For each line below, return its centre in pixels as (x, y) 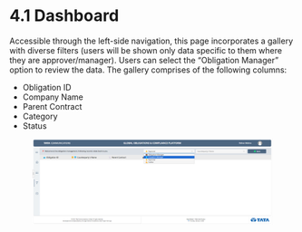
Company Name (53, 97)
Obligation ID (47, 87)
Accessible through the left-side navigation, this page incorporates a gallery (151, 41)
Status (34, 126)
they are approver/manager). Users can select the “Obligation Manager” (144, 60)
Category (40, 116)
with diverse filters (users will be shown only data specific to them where (146, 50)
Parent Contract (52, 106)
